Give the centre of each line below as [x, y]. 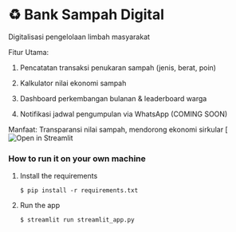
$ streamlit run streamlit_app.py [77, 220]
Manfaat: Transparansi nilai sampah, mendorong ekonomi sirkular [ [118, 129]
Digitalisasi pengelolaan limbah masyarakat [79, 37]
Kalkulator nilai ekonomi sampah [73, 83]
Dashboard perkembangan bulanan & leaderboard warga [113, 98]
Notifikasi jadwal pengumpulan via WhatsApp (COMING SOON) [124, 114]
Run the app [40, 206]
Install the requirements [59, 176]
